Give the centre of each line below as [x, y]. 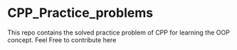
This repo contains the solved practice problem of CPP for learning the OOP [118, 32]
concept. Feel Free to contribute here [62, 39]
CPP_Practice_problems [80, 13]
